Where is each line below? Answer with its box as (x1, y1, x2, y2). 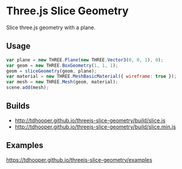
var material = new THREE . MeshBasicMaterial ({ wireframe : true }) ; (6, 73, 177, 80)
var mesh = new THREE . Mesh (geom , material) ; (6, 79, 118, 85)
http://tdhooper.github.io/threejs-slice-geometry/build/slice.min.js (14, 123, 177, 130)
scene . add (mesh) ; (6, 84, 49, 90)
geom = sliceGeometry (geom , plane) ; (6, 68, 97, 74)
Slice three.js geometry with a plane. (6, 24, 96, 31)
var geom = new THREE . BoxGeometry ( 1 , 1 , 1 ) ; (6, 62, 118, 68)
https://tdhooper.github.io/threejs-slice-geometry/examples (6, 156, 153, 163)
